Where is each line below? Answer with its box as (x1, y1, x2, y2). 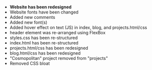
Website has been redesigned (9, 4, 72, 10)
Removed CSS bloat (9, 60, 50, 66)
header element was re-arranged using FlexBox (9, 30, 106, 35)
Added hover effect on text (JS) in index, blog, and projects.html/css (9, 25, 147, 30)
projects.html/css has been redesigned (9, 45, 89, 51)
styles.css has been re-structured (9, 35, 78, 41)
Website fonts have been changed (9, 9, 79, 15)
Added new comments (9, 14, 56, 20)
